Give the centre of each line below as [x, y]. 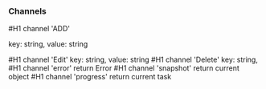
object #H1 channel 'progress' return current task [90, 77]
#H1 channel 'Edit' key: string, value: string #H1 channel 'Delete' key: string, [133, 60]
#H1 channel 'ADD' [39, 29]
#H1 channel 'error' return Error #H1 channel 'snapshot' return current [124, 68]
